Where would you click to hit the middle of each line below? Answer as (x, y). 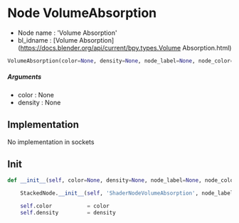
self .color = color (65, 206)
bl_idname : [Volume (48, 40)
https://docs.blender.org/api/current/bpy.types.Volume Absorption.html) (126, 48)
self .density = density (68, 213)
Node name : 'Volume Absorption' (67, 33)
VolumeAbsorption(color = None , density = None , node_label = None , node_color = (121, 61)
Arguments (25, 77)
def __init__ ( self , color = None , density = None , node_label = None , (105, 180)
